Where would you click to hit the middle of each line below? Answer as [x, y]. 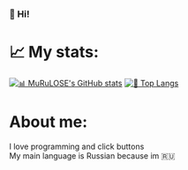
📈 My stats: [54, 52]
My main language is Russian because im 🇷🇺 [92, 155]
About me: [49, 122]
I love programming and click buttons [77, 146]
